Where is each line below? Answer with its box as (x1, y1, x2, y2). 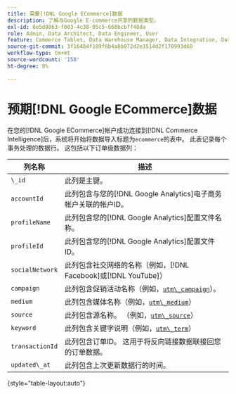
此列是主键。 (64, 175, 107, 185)
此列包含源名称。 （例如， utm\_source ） (64, 310, 198, 320)
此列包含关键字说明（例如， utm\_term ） (64, 323, 196, 333)
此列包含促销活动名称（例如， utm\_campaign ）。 (64, 284, 221, 293)
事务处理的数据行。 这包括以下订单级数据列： (7, 144, 138, 152)
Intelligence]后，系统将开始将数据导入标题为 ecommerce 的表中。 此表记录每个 (7, 134, 227, 143)
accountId (11, 194, 44, 203)
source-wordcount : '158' (7, 56, 80, 63)
